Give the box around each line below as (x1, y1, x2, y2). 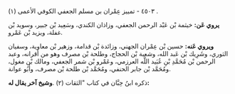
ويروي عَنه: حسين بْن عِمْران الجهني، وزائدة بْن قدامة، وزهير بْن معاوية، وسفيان (8, 42, 214, 50)
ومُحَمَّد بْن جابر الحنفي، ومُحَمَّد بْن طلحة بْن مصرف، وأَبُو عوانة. (8, 65, 172, 73)
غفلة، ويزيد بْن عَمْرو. (8, 28, 63, 36)
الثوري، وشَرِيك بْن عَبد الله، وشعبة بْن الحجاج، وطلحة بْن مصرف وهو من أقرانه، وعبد (8, 50, 229, 58)
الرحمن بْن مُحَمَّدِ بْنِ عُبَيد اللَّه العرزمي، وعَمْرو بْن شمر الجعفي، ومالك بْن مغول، (8, 57, 216, 66)
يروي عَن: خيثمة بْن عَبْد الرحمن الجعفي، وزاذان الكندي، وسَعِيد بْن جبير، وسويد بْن (8, 21, 220, 28)
